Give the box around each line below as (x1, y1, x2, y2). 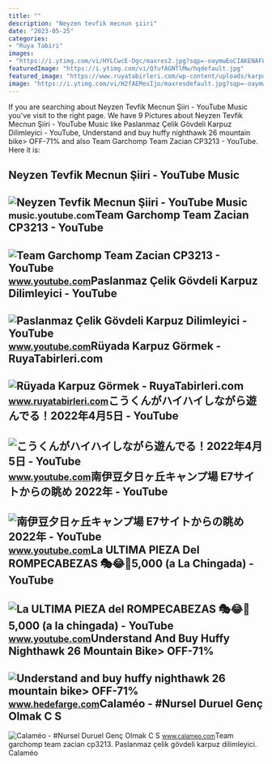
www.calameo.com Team (161, 731, 234, 741)
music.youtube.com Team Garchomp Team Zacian (8, 208, 249, 223)
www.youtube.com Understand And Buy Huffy (8, 631, 231, 645)
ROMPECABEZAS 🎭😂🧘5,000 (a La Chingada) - (8, 557, 254, 571)
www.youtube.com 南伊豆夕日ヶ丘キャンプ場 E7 (8, 469, 233, 483)
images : (8, 49, 35, 57)
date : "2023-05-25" (8, 27, 74, 35)
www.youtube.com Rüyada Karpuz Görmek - (8, 339, 221, 353)
